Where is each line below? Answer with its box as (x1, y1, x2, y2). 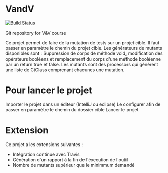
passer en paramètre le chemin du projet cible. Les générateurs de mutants (5, 45, 163, 51)
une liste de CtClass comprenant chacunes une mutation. (5, 67, 125, 73)
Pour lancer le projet (5, 84, 92, 96)
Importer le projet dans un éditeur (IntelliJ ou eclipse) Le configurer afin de (5, 101, 161, 107)
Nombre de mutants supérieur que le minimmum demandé (12, 162, 135, 168)
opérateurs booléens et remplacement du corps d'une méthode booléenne (5, 55, 161, 62)
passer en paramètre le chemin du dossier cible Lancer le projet (5, 106, 139, 112)
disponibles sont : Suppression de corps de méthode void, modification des (5, 50, 163, 56)
